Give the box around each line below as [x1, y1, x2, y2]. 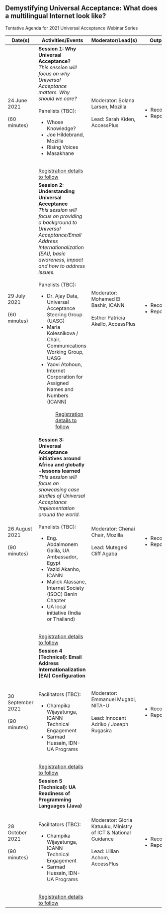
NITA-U [91, 702, 110, 709]
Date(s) [11, 37, 30, 44]
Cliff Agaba [91, 550, 118, 557]
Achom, [91, 854, 109, 861]
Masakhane [47, 149, 75, 156]
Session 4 [38, 647, 63, 654]
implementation [38, 505, 75, 512]
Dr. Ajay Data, [47, 292, 79, 299]
